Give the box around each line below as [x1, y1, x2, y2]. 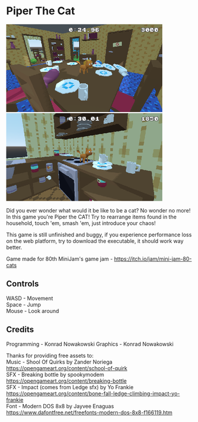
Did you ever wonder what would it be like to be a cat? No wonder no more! [6, 207, 191, 214]
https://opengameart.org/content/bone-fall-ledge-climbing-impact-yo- [6, 390, 180, 397]
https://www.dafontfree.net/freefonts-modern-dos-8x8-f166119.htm [6, 409, 172, 416]
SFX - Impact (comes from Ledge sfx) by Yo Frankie [6, 383, 134, 390]
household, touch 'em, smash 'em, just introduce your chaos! [6, 219, 156, 227]
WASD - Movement [6, 295, 54, 302]
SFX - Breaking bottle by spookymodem [6, 371, 105, 378]
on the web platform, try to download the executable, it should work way [6, 237, 184, 245]
